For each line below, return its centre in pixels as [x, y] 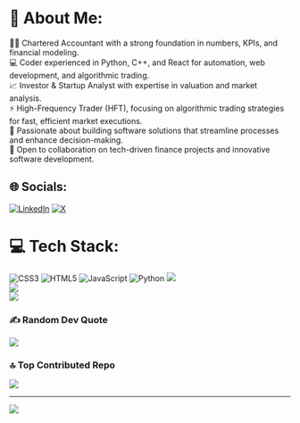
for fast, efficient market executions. [76, 120]
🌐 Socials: [38, 187]
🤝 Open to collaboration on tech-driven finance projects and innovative [140, 149]
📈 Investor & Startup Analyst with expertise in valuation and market [133, 85]
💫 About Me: [56, 18]
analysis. [25, 98]
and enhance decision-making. [66, 140]
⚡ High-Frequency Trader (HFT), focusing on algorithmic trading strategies [147, 108]
